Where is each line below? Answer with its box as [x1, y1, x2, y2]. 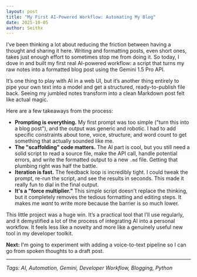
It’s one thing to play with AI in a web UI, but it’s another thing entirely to [6, 77, 179, 85]
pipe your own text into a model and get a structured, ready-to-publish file [6, 83, 186, 91]
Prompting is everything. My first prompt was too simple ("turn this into [14, 119, 189, 126]
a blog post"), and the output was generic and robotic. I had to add [14, 125, 176, 132]
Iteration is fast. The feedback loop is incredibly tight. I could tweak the [14, 168, 189, 176]
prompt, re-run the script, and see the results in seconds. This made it [14, 175, 184, 182]
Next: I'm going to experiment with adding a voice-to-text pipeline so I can [6, 241, 186, 248]
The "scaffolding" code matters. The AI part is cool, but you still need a [14, 144, 190, 151]
